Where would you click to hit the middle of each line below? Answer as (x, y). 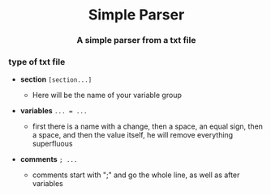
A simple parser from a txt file (136, 40)
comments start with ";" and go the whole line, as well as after (136, 175)
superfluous (52, 144)
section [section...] (56, 79)
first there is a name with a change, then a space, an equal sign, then (148, 126)
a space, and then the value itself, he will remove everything (133, 135)
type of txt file (37, 62)
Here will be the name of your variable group (107, 95)
